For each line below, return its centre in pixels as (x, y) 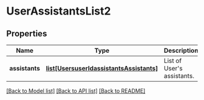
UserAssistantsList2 (59, 11)
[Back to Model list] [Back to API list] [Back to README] (76, 91)
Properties (27, 34)
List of (173, 61)
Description (181, 51)
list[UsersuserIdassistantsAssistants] (102, 68)
